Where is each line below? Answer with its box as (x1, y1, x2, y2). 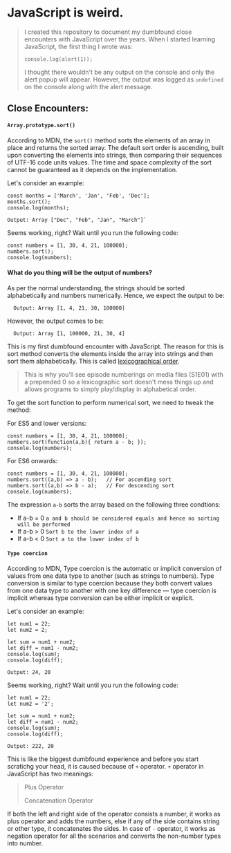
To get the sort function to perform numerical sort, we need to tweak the (7, 398, 214, 406)
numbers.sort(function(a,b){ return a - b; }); (7, 438, 147, 445)
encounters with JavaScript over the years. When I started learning (24, 35, 216, 43)
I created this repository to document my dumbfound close (24, 28, 192, 36)
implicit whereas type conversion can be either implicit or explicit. (7, 593, 194, 602)
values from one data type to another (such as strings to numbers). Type (7, 572, 214, 580)
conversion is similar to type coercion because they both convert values (7, 579, 213, 587)
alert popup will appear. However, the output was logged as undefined (24, 75, 223, 84)
